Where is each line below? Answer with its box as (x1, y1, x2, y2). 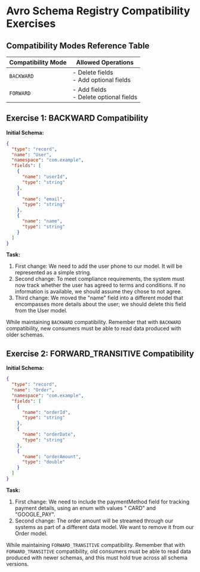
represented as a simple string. (14, 269, 91, 276)
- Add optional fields (72, 76, 131, 84)
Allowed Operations (76, 58, 134, 66)
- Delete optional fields (72, 93, 137, 101)
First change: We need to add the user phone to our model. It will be (14, 262, 183, 270)
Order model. (14, 530, 48, 537)
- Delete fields (72, 69, 113, 76)
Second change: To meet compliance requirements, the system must (14, 276, 184, 283)
